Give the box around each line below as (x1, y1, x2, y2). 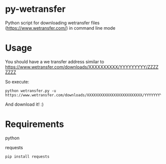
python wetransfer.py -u (5, 88, 56, 93)
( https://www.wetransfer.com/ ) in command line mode (5, 25, 116, 31)
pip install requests (5, 154, 50, 159)
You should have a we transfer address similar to (5, 58, 105, 65)
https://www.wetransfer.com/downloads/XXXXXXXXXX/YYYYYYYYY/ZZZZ (5, 64, 159, 70)
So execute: (5, 79, 30, 84)
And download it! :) (5, 101, 44, 107)
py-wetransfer (5, 3, 66, 15)
